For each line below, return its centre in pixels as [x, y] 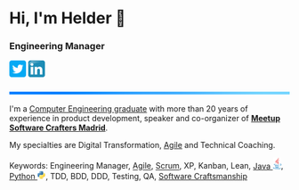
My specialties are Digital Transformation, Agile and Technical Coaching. [142, 145]
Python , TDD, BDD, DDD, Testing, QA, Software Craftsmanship [128, 176]
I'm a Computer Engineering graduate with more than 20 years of [129, 109]
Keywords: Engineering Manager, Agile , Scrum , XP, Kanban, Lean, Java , [146, 166]
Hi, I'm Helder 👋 [68, 18]
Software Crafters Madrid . [59, 128]
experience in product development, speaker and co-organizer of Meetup [145, 119]
